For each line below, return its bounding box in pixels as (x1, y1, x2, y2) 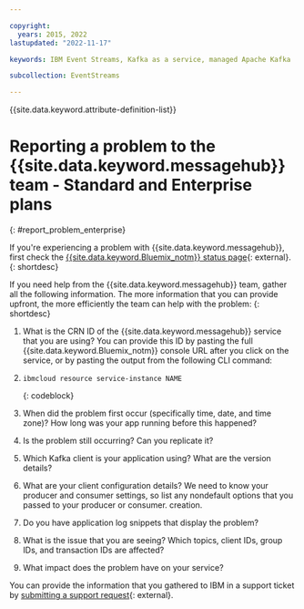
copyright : (9, 21, 51, 30)
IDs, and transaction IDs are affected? (22, 544, 165, 556)
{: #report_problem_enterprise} (9, 224, 126, 235)
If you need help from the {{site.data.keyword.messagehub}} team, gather (9, 279, 288, 290)
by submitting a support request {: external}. (9, 590, 174, 601)
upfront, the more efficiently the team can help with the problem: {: (9, 298, 260, 310)
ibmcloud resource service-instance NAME (22, 375, 182, 384)
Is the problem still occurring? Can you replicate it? (22, 435, 214, 447)
